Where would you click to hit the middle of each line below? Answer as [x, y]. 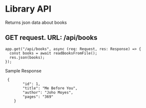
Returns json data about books [36, 22]
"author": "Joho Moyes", [48, 92]
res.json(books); [27, 57]
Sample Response [23, 71]
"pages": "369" [38, 97]
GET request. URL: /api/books [51, 38]
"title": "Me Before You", [50, 88]
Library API [28, 9]
